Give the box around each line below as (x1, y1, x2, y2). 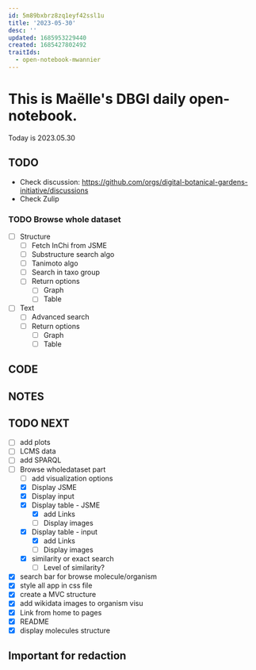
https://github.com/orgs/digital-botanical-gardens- (82, 177, 248, 186)
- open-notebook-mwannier (15, 56, 101, 64)
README (19, 616, 50, 626)
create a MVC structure (19, 590, 97, 599)
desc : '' (8, 26, 37, 34)
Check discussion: (19, 177, 81, 186)
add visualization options (31, 473, 113, 483)
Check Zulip (19, 193, 59, 203)
